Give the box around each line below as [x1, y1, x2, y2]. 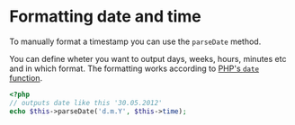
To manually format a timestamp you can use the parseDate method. [9, 36, 262, 47]
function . [9, 72, 43, 83]
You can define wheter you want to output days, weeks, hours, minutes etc [9, 53, 287, 64]
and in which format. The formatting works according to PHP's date [9, 63, 259, 74]
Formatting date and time [9, 6, 202, 27]
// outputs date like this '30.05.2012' [9, 98, 164, 107]
